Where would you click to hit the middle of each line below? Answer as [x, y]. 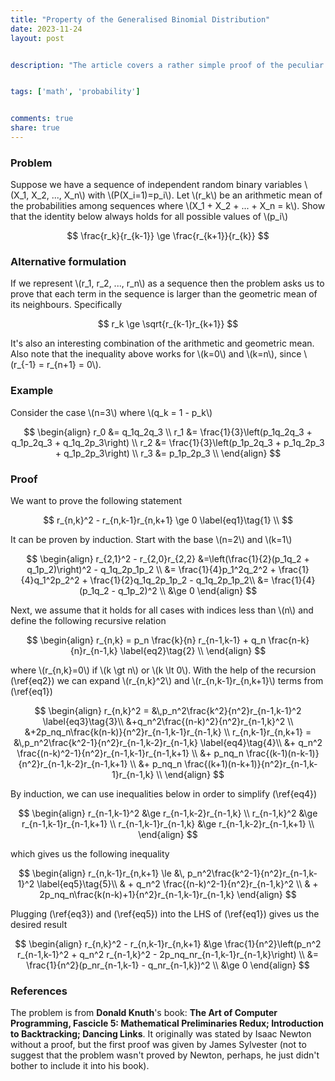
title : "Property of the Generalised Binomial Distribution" [140, 19]
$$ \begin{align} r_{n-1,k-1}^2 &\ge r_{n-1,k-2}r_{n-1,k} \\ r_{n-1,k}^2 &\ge [168, 813]
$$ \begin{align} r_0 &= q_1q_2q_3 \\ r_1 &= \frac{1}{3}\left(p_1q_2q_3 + [168, 432]
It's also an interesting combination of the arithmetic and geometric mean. [162, 343]
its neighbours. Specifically [66, 305]
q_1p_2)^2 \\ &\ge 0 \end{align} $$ [187, 591]
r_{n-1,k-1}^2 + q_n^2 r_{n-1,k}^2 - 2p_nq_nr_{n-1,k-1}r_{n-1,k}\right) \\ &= [168, 955]
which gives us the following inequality [90, 854]
